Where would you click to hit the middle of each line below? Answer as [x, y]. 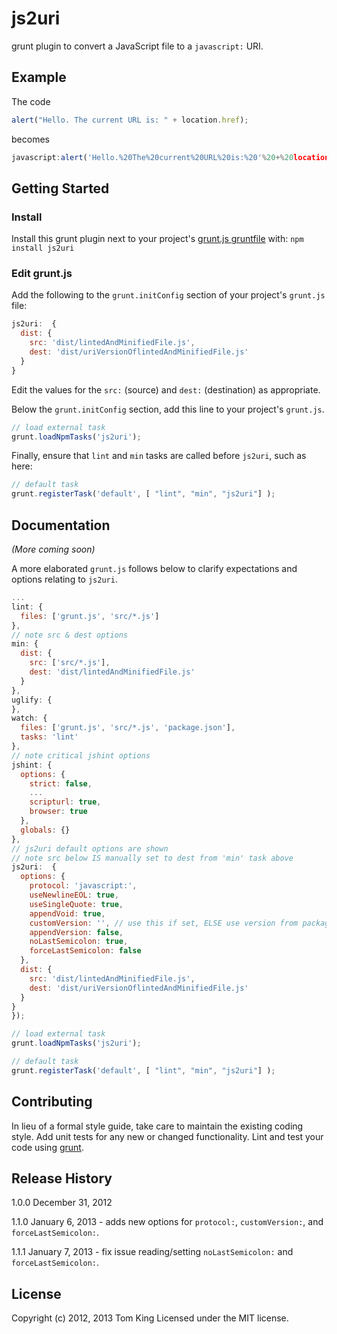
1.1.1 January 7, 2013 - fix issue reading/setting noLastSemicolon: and [152, 1252]
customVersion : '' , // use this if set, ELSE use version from [164, 923]
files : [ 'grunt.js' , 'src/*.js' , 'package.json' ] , [128, 728]
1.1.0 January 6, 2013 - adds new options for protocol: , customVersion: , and [167, 1222]
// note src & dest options [70, 635]
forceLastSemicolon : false [85, 951]
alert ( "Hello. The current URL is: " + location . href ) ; [130, 120]
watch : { [29, 718]
